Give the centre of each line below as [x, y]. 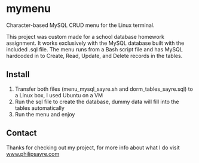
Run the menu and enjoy [45, 114]
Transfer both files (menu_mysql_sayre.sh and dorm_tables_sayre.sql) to [104, 89]
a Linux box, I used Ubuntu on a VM [59, 95]
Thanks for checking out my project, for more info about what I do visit [93, 147]
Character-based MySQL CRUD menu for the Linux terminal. [80, 25]
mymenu [29, 9]
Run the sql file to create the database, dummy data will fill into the [97, 102]
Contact [22, 133]
